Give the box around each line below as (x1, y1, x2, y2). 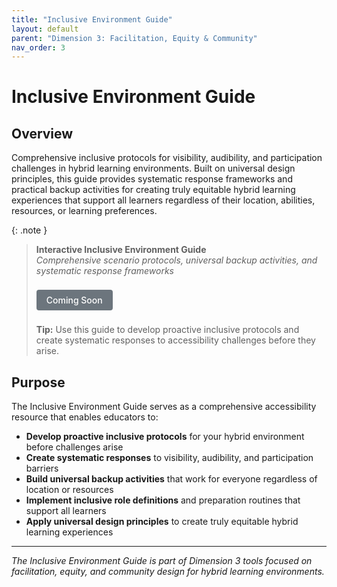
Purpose (11, 374, 66, 391)
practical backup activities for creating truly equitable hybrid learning (11, 184, 296, 196)
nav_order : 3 (11, 42, 66, 53)
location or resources (25, 484, 114, 496)
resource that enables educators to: (11, 411, 159, 423)
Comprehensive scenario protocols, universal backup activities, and (35, 254, 318, 266)
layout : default (11, 24, 79, 34)
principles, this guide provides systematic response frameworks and (11, 173, 293, 185)
